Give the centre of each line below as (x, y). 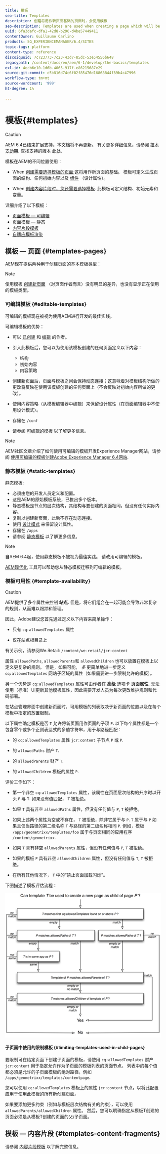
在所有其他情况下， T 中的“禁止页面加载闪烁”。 (60, 875)
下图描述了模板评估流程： (31, 886)
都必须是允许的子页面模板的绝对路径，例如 (48, 1072)
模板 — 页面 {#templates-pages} (56, 251)
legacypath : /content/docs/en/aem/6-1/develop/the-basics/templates (77, 62)
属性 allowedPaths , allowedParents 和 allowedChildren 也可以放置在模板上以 (82, 661)
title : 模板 (17, 10)
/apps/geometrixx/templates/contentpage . (48, 1077)
